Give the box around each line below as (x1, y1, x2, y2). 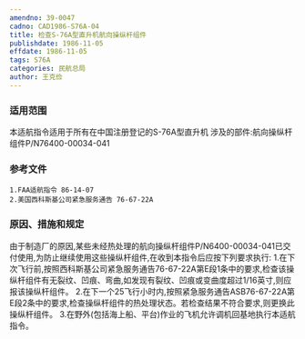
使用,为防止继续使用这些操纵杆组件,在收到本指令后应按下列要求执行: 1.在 (16, 252, 288, 263)
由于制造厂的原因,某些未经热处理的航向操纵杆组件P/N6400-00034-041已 (9, 240, 284, 251)
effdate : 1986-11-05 (9, 47, 88, 56)
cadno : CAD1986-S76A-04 (9, 22, 100, 31)
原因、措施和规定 (9, 218, 85, 231)
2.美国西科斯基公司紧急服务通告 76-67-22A (9, 195, 154, 204)
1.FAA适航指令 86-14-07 (9, 185, 94, 195)
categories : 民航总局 (9, 65, 86, 74)
